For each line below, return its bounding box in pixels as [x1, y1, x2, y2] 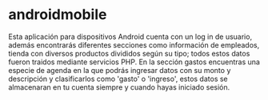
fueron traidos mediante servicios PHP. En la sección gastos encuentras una [8, 57, 260, 67]
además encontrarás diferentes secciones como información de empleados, [8, 40, 260, 49]
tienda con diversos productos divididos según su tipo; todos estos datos [8, 48, 250, 58]
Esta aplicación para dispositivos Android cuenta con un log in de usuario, [8, 32, 253, 41]
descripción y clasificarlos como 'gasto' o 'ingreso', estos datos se [8, 74, 228, 83]
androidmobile [8, 6, 107, 24]
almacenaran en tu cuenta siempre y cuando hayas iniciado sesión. [8, 82, 230, 92]
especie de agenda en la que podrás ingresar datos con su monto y [8, 65, 231, 75]
